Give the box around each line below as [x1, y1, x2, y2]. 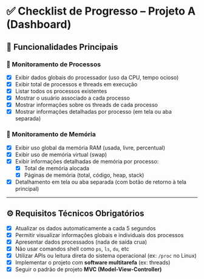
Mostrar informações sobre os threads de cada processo [15, 102, 158, 109]
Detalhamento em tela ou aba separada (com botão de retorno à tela [15, 178, 187, 185]
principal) [15, 185, 39, 192]
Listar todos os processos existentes [15, 88, 107, 95]
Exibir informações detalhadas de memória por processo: [15, 157, 159, 165]
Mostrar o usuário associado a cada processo [15, 94, 131, 102]
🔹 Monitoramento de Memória [6, 130, 96, 139]
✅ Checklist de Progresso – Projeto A [6, 4, 196, 18]
